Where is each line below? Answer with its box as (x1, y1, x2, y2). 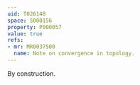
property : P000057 (7, 23, 62, 30)
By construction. (7, 69, 55, 78)
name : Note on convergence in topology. (14, 50, 135, 57)
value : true (7, 30, 43, 38)
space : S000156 (7, 17, 53, 24)
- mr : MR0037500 (7, 43, 55, 50)
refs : (7, 37, 23, 44)
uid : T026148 (7, 10, 46, 18)
